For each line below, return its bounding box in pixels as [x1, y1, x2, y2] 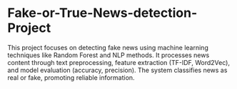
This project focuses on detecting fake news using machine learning [7, 43, 208, 52]
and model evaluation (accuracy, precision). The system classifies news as [7, 66, 228, 74]
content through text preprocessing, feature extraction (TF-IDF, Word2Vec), [7, 58, 231, 66]
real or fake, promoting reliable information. [7, 73, 135, 82]
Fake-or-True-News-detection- [7, 5, 198, 21]
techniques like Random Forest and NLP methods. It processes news [7, 51, 210, 59]
